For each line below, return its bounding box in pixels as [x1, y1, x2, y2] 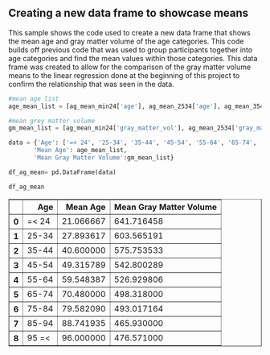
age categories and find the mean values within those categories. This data [8, 53, 258, 63]
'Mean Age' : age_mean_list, [33, 147, 128, 155]
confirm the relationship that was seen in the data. [8, 79, 174, 89]
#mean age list [8, 94, 59, 103]
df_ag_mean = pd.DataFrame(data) [8, 168, 117, 176]
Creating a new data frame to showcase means [8, 6, 249, 20]
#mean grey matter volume [8, 117, 95, 125]
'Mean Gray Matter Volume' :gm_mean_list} [33, 154, 174, 162]
